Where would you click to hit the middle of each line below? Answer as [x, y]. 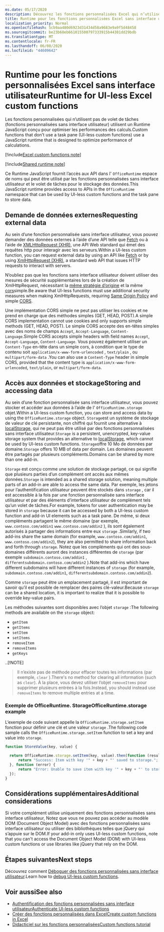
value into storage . [24, 738]
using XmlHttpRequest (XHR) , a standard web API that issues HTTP [73, 260]
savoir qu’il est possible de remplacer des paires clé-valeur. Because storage [82, 587]
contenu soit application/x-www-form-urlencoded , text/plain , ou [71, 352]
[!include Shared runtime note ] [35, 164]
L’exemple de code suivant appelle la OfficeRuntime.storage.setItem [74, 722]
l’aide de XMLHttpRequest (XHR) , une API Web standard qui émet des [75, 245]
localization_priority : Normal [37, 23]
